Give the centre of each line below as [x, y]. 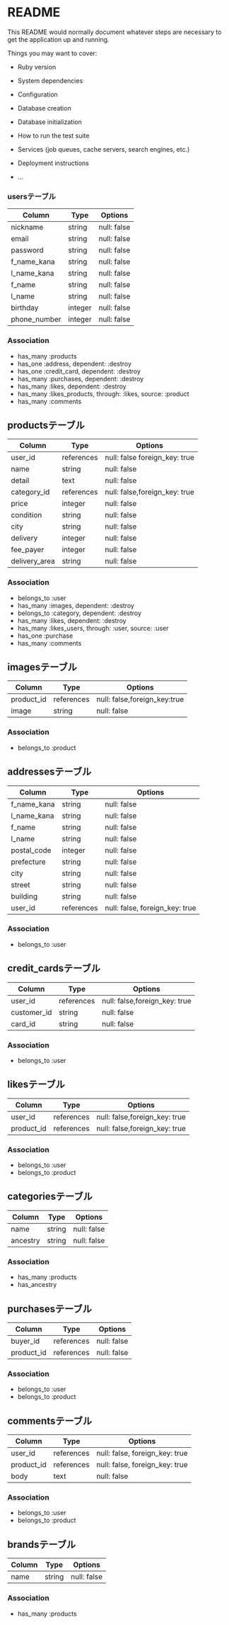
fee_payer [28, 550]
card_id [23, 1023]
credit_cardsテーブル [54, 968]
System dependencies [50, 80]
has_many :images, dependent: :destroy [76, 605]
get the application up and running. [58, 39]
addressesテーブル [49, 772]
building [24, 896]
